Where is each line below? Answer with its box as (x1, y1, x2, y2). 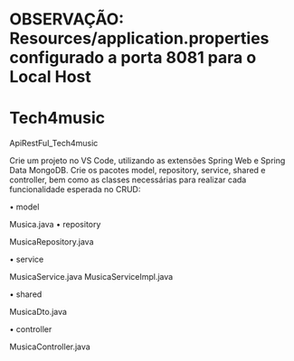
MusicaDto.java (9, 307, 68, 318)
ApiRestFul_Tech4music (9, 138, 99, 149)
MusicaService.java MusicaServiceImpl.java (9, 272, 174, 282)
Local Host (9, 67, 92, 88)
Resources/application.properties (9, 28, 270, 49)
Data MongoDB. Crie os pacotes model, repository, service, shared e (9, 165, 266, 176)
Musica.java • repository (9, 219, 101, 230)
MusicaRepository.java (9, 236, 94, 247)
